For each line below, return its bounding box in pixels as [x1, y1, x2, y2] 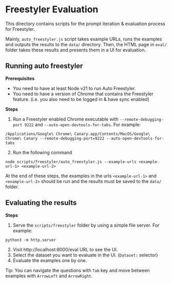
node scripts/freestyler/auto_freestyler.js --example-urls [5, 159, 137, 165]
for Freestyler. [5, 26, 35, 32]
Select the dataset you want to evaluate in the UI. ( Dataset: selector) [12, 252, 158, 258]
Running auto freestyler [5, 62, 83, 70]
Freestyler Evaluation [5, 4, 99, 15]
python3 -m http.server [5, 237, 56, 242]
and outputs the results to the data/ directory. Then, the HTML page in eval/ [5, 41, 167, 47]
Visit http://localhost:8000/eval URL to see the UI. [12, 246, 118, 252]
